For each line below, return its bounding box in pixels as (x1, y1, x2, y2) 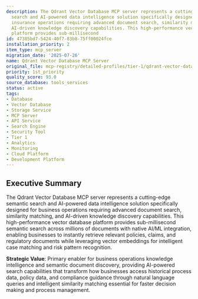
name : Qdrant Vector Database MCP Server (6, 58, 110, 64)
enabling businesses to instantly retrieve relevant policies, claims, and (6, 231, 176, 238)
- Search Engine (6, 124, 46, 129)
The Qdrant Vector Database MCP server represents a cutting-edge (6, 194, 171, 201)
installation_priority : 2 (6, 42, 70, 48)
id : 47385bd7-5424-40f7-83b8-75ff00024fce (6, 36, 112, 42)
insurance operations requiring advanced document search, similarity (11, 19, 189, 25)
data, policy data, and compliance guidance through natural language (6, 274, 175, 281)
